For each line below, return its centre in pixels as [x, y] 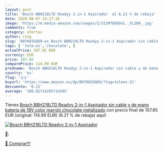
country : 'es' [20, 73]
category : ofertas [24, 32]
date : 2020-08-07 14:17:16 [32, 19]
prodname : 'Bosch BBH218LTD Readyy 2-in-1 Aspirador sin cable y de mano [82, 69]
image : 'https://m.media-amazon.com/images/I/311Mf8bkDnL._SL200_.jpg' [79, 23]
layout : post [18, 9]
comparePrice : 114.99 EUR [31, 64]
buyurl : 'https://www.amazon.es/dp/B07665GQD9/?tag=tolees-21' [71, 82]
